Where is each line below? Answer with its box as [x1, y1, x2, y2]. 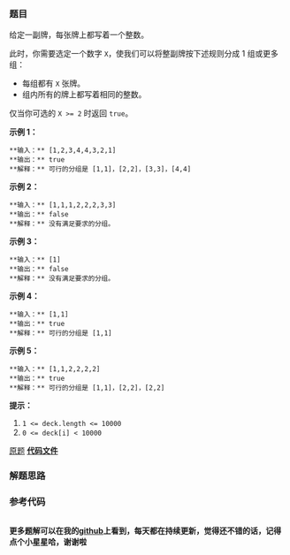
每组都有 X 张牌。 [21, 78, 86, 89]
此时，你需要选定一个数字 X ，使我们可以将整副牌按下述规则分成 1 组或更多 [9, 49, 279, 59]
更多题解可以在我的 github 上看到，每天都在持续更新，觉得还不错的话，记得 [9, 525, 282, 536]
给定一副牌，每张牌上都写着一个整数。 [9, 29, 149, 41]
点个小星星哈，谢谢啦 [9, 536, 87, 547]
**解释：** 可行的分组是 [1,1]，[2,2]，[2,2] [9, 384, 165, 392]
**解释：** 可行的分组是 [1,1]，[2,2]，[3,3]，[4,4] [9, 165, 192, 174]
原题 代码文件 [9, 445, 58, 456]
